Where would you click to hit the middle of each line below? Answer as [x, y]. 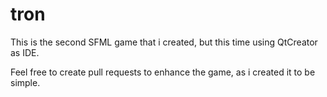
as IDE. [25, 52]
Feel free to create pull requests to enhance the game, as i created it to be [163, 72]
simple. [25, 82]
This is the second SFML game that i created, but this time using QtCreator [164, 42]
